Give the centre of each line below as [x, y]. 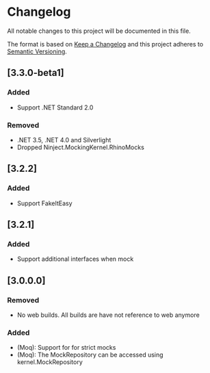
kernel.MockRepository [50, 362]
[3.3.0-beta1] [36, 73]
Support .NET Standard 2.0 [55, 107]
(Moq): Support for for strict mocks [66, 348]
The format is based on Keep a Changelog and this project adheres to [105, 44]
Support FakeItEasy [44, 203]
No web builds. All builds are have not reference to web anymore [108, 315]
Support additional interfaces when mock [75, 259]
